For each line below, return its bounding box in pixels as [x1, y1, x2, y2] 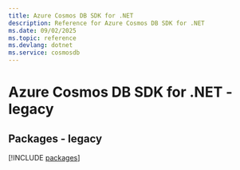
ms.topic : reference [8, 34, 77, 42]
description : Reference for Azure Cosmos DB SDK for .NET [8, 19, 205, 27]
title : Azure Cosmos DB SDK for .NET [8, 11, 134, 20]
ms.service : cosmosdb [8, 49, 81, 57]
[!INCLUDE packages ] [8, 153, 81, 162]
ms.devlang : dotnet [8, 42, 73, 49]
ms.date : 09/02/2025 [8, 26, 77, 34]
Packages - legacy [8, 132, 102, 145]
